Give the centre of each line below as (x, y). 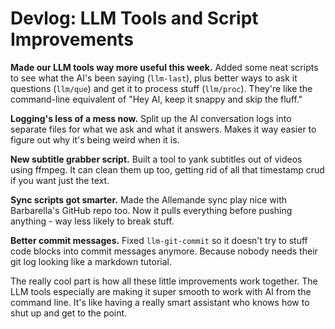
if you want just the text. (60, 180)
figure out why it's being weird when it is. (95, 139)
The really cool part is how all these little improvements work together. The (164, 281)
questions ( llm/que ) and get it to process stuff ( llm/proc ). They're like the (161, 88)
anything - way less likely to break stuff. (92, 221)
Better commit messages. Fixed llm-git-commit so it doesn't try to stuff (159, 240)
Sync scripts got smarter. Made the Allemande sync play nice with (149, 199)
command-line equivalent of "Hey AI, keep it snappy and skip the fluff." (156, 99)
